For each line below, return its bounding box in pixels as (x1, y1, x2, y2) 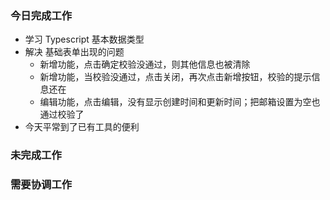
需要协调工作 (10, 178, 73, 192)
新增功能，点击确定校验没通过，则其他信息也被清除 (39, 58, 251, 71)
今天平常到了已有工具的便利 (24, 121, 140, 133)
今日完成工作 (10, 8, 73, 22)
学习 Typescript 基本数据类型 (24, 33, 145, 46)
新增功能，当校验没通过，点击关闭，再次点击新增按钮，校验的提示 (39, 71, 312, 83)
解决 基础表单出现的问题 (24, 46, 125, 58)
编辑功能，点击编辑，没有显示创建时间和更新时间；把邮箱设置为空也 (39, 96, 321, 108)
